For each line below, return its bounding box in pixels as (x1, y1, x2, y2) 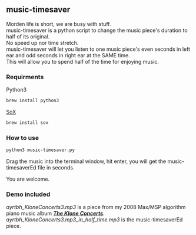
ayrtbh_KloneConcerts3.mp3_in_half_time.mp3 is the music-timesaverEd (6, 216, 183, 223)
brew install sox (6, 119, 49, 126)
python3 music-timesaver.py (6, 147, 75, 153)
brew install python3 (6, 97, 59, 104)
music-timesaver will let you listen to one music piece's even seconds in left (6, 45, 190, 53)
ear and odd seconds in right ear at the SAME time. (6, 51, 131, 58)
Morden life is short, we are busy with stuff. (6, 20, 111, 27)
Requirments (6, 73, 44, 81)
